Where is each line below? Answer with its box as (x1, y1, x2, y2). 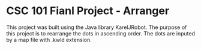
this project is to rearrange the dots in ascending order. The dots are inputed (6, 30, 196, 37)
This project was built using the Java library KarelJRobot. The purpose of (6, 24, 187, 31)
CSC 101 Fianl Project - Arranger (6, 4, 170, 18)
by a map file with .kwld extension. (6, 36, 92, 43)
